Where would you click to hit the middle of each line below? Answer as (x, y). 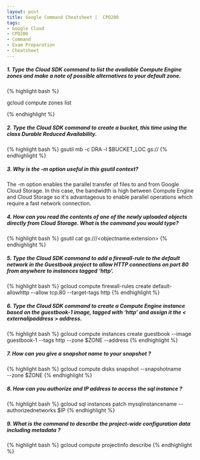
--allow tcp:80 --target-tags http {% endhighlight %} (95, 292)
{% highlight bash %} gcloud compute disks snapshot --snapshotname (94, 369)
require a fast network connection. (49, 203)
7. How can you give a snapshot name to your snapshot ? (79, 354)
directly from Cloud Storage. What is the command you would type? (93, 223)
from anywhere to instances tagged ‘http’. (60, 271)
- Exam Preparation (31, 45)
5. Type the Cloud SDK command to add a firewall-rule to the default (93, 258)
